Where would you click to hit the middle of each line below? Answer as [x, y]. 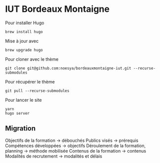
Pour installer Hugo [25, 23]
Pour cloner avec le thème [32, 59]
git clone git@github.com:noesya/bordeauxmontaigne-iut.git [68, 68]
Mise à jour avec [22, 41]
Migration [20, 129]
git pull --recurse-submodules [37, 91]
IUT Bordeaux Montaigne [57, 9]
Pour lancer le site [23, 100]
